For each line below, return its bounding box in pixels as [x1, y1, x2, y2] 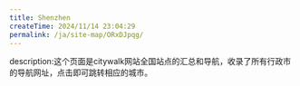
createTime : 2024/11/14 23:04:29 [9, 22, 136, 31]
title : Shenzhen [9, 13, 71, 23]
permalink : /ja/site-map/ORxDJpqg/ [9, 30, 144, 39]
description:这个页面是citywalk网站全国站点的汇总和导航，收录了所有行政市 [9, 56, 292, 67]
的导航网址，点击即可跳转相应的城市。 [9, 67, 152, 78]
